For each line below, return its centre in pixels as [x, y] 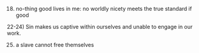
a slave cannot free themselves [55, 45]
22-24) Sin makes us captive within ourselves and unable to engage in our [100, 27]
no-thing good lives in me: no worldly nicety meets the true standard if [104, 9]
